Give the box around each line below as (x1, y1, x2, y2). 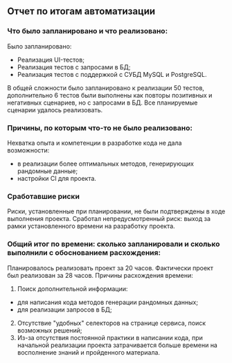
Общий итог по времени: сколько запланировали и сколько (7, 239, 220, 249)
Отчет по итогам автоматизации (7, 6, 156, 17)
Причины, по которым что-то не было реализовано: (7, 123, 193, 132)
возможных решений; (17, 326, 82, 335)
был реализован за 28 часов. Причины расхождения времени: (7, 271, 194, 279)
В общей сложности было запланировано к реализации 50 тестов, (7, 83, 204, 92)
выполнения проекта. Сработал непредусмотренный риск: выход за (7, 215, 211, 223)
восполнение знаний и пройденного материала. (17, 348, 161, 356)
